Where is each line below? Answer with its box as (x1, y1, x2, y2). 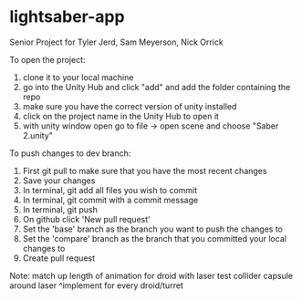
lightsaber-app (9, 6, 125, 27)
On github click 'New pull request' (22, 213, 151, 224)
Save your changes (22, 175, 96, 186)
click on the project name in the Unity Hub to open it (22, 110, 219, 121)
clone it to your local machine (22, 71, 134, 83)
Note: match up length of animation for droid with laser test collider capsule (9, 270, 294, 281)
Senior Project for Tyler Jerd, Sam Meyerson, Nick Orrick (9, 36, 224, 47)
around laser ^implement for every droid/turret (9, 280, 184, 291)
